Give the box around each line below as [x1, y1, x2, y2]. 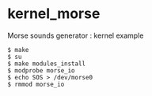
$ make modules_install [7, 60, 86, 68]
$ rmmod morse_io [7, 80, 65, 88]
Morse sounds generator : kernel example [7, 31, 144, 40]
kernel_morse [7, 5, 101, 23]
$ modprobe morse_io [7, 66, 76, 75]
